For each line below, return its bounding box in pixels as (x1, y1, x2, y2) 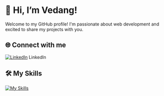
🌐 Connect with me (5, 41, 66, 49)
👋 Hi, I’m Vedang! (5, 4, 77, 16)
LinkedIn (28, 54, 46, 60)
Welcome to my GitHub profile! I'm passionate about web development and (5, 21, 160, 27)
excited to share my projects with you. (5, 26, 84, 32)
